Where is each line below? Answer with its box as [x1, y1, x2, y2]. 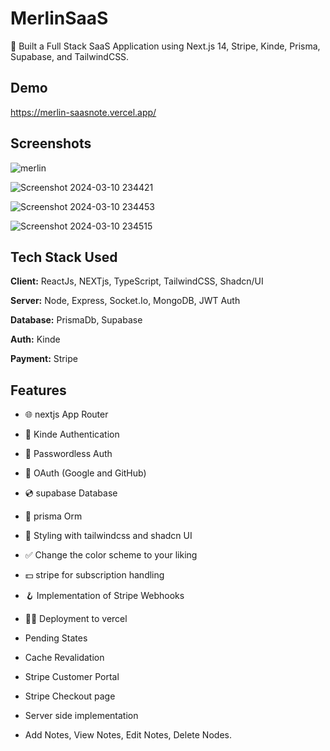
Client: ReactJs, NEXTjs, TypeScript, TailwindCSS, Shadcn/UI [10, 275, 264, 287]
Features [10, 382, 67, 399]
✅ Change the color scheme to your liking [24, 549, 198, 561]
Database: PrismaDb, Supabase [10, 314, 143, 326]
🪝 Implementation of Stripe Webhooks [24, 590, 185, 602]
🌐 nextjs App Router [24, 408, 109, 421]
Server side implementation [24, 710, 139, 722]
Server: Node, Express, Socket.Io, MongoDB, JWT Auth [10, 295, 241, 307]
